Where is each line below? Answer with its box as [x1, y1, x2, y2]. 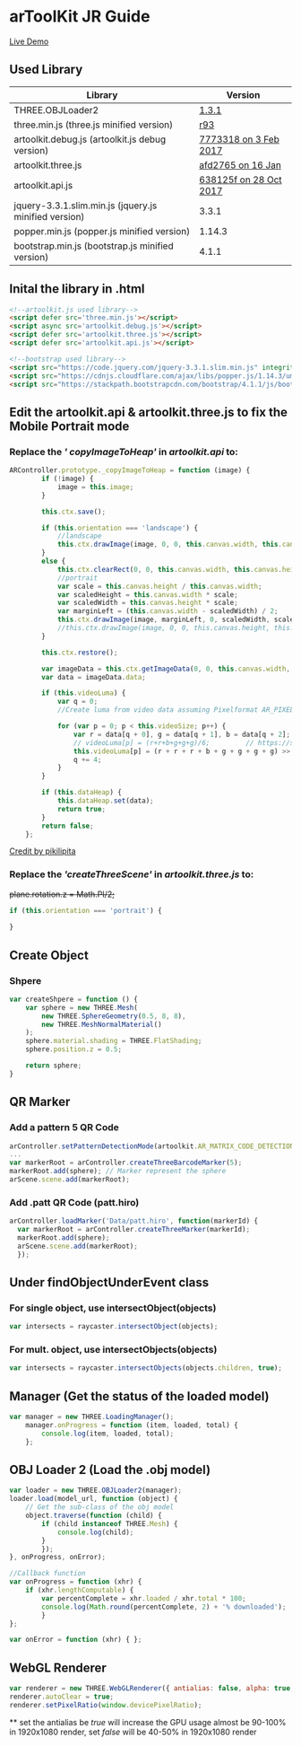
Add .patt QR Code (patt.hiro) [9, 1196, 140, 1208]
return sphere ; [25, 1061, 82, 1070]
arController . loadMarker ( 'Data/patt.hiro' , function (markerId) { [9, 1216, 258, 1226]
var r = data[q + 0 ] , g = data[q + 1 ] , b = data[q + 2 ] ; [73, 730, 291, 739]
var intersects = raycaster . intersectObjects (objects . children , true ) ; [9, 1364, 282, 1373]
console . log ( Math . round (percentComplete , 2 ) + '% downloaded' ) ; [41, 1602, 287, 1611]
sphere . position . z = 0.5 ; [25, 1045, 123, 1054]
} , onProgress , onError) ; [9, 1553, 106, 1562]
